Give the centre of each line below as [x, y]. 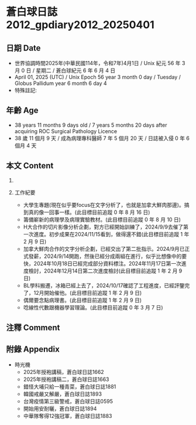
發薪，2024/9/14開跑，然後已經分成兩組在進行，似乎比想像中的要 [108, 256]
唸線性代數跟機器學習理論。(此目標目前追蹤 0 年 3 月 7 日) [93, 307]
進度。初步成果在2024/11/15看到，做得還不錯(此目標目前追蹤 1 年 [111, 234]
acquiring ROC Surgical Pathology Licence [66, 131]
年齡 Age [22, 110]
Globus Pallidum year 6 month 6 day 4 [61, 83]
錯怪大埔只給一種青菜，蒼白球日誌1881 [70, 386]
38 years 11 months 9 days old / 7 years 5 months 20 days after [91, 125]
